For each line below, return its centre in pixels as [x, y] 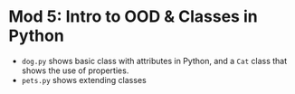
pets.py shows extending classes [84, 80]
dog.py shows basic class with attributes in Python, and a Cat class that [154, 61]
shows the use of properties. [75, 70]
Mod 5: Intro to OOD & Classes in [133, 17]
